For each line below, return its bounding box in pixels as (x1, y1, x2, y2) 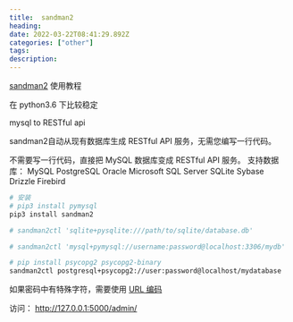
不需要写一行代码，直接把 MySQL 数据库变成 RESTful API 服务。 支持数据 (9, 155, 280, 165)
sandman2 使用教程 (9, 80, 82, 90)
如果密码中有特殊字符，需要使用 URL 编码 (9, 284, 163, 295)
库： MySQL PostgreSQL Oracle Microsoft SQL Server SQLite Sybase (9, 166, 264, 176)
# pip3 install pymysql (9, 201, 98, 210)
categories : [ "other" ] (9, 38, 94, 47)
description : (9, 55, 58, 64)
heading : (9, 21, 42, 30)
